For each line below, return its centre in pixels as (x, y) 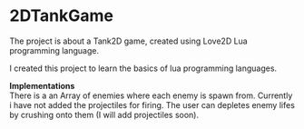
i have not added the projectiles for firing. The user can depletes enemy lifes (152, 104)
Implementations (42, 85)
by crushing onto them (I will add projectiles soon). (104, 114)
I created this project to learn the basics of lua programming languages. (143, 68)
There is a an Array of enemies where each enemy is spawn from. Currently (151, 95)
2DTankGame (62, 16)
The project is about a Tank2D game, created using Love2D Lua (128, 41)
